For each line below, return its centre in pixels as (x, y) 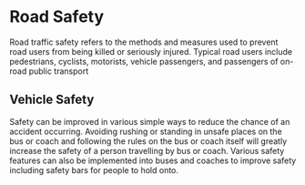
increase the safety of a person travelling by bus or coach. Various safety (147, 150)
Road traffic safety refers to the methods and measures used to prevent (144, 42)
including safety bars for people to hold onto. (94, 170)
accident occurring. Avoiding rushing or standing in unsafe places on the (146, 131)
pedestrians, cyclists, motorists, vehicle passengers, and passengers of (144, 61)
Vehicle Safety (52, 100)
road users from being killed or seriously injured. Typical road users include (151, 51)
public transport (59, 71)
